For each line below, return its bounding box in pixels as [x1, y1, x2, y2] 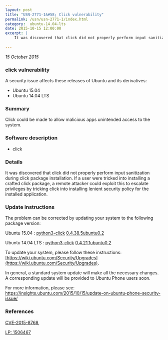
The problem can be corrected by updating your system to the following [5, 215, 153, 221]
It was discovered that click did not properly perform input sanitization [5, 169, 150, 176]
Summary [5, 105, 30, 112]
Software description [5, 134, 58, 141]
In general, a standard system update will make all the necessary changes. [5, 270, 159, 276]
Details [5, 158, 23, 165]
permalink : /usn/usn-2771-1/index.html [5, 17, 88, 22]
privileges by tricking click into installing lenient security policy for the [5, 186, 149, 192]
